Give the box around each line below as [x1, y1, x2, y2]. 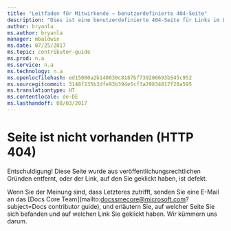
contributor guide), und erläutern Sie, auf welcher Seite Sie [47, 202, 215, 210]
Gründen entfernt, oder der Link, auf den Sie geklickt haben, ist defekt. [7, 174, 208, 183]
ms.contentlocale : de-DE [7, 94, 78, 101]
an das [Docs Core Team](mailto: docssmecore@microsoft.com [7, 194, 186, 203]
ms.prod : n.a [7, 55, 45, 62]
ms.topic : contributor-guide [7, 49, 91, 56]
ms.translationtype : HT [7, 87, 76, 94]
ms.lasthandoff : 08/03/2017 [7, 100, 88, 107]
